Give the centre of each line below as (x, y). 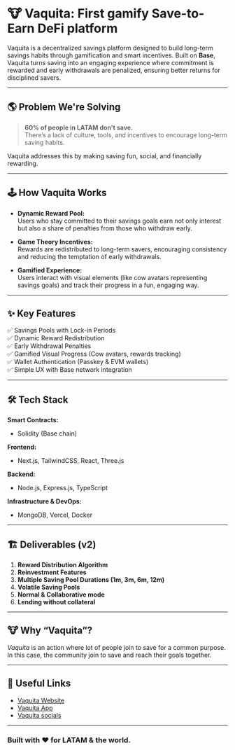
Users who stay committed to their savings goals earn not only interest (119, 221)
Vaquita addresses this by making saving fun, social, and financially (105, 155)
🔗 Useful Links (39, 684)
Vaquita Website (41, 700)
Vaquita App (35, 708)
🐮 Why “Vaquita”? (50, 631)
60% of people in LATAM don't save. (79, 127)
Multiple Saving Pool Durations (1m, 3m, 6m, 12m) (91, 579)
